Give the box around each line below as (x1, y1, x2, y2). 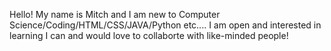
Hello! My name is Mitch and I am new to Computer (9, 9, 221, 20)
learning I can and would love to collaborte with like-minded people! (9, 30, 289, 41)
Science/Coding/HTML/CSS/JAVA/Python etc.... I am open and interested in (9, 19, 322, 31)
